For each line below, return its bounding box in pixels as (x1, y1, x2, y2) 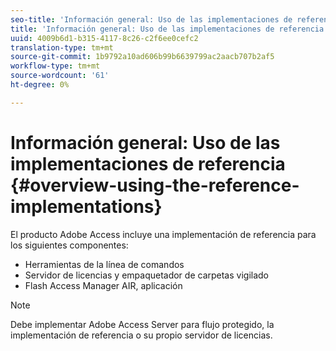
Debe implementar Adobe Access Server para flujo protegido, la (10, 318, 275, 330)
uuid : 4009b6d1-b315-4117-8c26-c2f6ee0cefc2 (10, 33, 199, 43)
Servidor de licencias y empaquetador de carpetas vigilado (24, 269, 270, 281)
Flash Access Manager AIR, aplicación (24, 279, 183, 291)
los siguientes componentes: (10, 239, 129, 251)
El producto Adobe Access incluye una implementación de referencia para (10, 228, 317, 240)
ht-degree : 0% (10, 80, 70, 90)
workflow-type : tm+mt (10, 61, 101, 71)
